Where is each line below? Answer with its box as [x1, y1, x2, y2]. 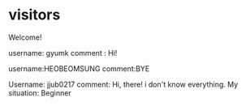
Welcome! [8, 32, 42, 42]
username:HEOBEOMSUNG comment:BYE [8, 63, 150, 74]
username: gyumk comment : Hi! [8, 48, 118, 57]
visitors [8, 6, 61, 24]
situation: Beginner [8, 87, 71, 98]
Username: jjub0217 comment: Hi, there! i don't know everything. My [8, 79, 239, 89]
